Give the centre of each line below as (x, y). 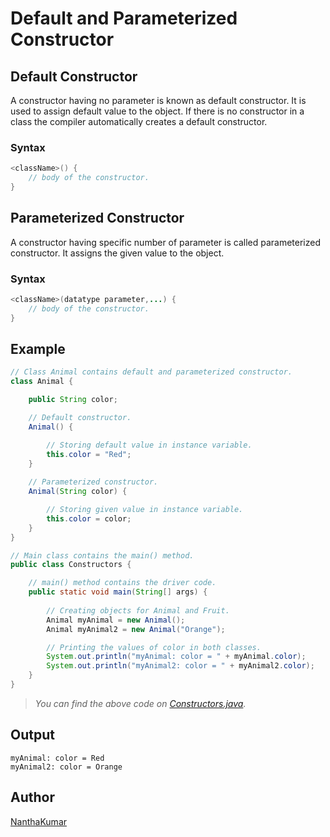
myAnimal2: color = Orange (66, 767)
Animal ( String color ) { (78, 492)
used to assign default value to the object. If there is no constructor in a (157, 111)
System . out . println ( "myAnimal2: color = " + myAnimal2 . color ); (180, 666)
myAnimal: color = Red (57, 758)
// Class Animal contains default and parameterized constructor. (151, 372)
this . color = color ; (89, 518)
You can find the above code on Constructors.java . (140, 703)
